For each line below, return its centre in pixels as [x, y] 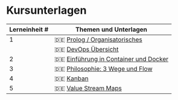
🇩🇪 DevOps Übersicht [86, 49]
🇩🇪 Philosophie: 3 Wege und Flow [103, 68]
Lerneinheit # [29, 29]
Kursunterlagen [46, 10]
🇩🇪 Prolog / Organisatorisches [98, 40]
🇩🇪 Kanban [71, 78]
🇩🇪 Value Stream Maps [88, 88]
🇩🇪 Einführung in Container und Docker [111, 59]
